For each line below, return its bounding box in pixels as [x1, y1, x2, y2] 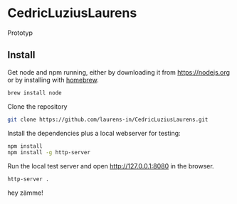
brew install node [7, 89, 62, 97]
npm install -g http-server [7, 149, 91, 156]
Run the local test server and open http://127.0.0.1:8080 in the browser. [7, 162, 215, 171]
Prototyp [7, 28, 33, 37]
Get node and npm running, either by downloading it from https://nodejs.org [7, 68, 230, 76]
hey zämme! [7, 188, 44, 197]
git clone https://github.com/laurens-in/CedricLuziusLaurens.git [7, 116, 209, 123]
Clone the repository [7, 102, 68, 111]
